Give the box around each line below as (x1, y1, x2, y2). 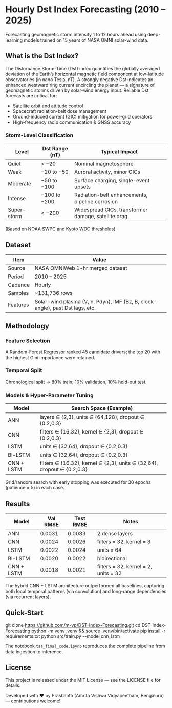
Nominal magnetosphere (74, 160, 134, 167)
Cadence (8, 281, 30, 288)
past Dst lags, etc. (53, 304, 96, 311)
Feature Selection (5, 337, 50, 344)
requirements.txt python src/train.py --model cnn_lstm (5, 633, 120, 639)
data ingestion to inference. (5, 648, 63, 655)
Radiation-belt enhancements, (74, 191, 148, 199)
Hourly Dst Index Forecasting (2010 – (5, 4, 166, 15)
